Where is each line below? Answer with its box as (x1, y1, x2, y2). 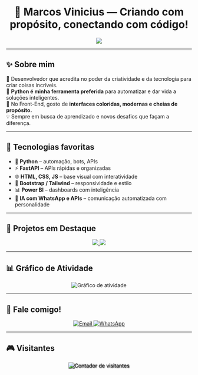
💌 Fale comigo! (6, 304, 62, 314)
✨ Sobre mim (6, 60, 55, 70)
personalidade (14, 200, 50, 208)
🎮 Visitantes (6, 343, 55, 353)
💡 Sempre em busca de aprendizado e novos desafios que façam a (6, 113, 170, 120)
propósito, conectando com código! (9, 18, 189, 31)
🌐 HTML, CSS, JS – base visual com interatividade (14, 173, 138, 180)
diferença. (6, 119, 31, 126)
